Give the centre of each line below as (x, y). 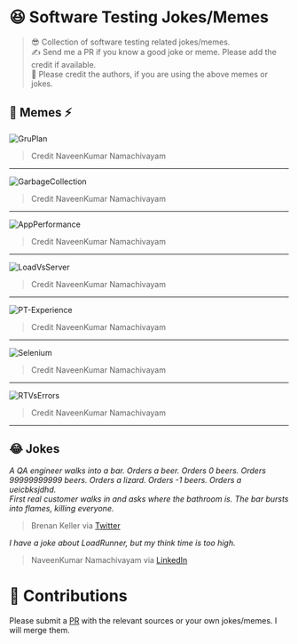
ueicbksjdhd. (33, 489)
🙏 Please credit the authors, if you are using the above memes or (149, 74)
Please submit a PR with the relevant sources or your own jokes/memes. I (143, 620)
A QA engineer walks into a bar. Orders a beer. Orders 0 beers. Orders (137, 471)
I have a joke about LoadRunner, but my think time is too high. (122, 543)
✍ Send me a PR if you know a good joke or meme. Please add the (153, 52)
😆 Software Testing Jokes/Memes (139, 17)
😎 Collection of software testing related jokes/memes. (130, 42)
